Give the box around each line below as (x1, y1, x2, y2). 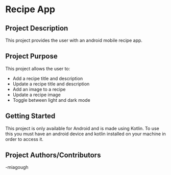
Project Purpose (5, 52, 58, 61)
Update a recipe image (12, 92, 61, 98)
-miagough (5, 164, 29, 170)
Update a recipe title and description (12, 80, 90, 87)
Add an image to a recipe (12, 86, 66, 92)
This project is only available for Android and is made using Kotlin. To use (5, 125, 159, 131)
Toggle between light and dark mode (12, 97, 90, 103)
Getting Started (5, 112, 56, 121)
